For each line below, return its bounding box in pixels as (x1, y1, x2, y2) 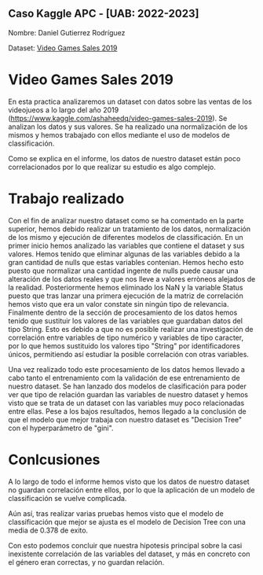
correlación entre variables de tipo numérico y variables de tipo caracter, (8, 333, 244, 342)
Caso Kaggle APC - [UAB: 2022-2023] (8, 7, 199, 20)
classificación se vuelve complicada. (8, 493, 127, 503)
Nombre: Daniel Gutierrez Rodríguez (8, 28, 126, 37)
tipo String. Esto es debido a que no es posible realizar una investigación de (8, 324, 254, 334)
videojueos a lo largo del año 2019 (8, 105, 119, 114)
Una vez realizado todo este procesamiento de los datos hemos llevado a (8, 364, 246, 374)
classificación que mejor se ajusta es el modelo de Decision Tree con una (8, 517, 246, 526)
